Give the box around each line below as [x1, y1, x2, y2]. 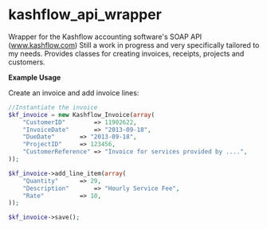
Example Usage [8, 72, 61, 82]
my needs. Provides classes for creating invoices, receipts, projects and [8, 49, 245, 58]
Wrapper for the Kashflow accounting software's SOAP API [8, 32, 202, 41]
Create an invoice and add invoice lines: [8, 87, 139, 97]
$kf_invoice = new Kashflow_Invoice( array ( [8, 111, 155, 118]
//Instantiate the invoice [8, 103, 98, 111]
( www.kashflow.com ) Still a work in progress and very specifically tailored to [8, 40, 260, 49]
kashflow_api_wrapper [8, 6, 162, 24]
